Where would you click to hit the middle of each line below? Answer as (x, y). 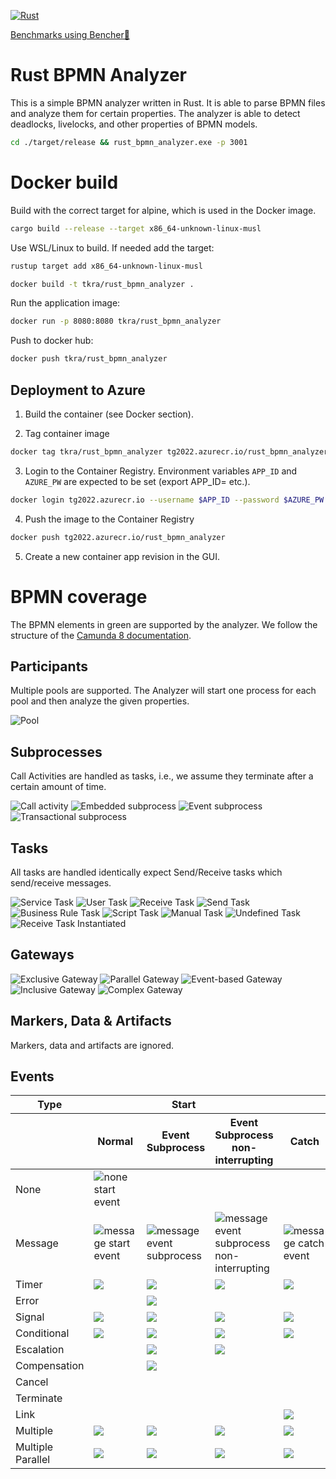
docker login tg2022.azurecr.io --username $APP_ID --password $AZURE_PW (167, 500)
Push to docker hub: (52, 341)
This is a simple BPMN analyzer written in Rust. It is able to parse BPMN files (168, 102)
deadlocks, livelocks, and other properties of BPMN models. (134, 124)
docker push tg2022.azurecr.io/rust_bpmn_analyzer (118, 537)
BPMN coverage (79, 596)
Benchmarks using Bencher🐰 (70, 34)
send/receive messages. (61, 882)
